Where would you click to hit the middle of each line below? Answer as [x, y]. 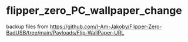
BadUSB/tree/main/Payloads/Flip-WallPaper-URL [65, 32]
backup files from [27, 26]
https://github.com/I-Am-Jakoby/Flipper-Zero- [106, 26]
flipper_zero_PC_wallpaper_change [94, 11]
